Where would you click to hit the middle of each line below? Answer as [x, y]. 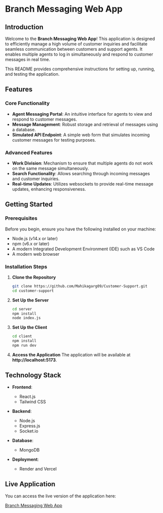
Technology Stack [33, 375]
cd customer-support [33, 291]
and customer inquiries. [36, 179]
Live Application [30, 484]
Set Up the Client [29, 328]
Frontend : [22, 387]
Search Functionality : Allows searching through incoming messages [81, 173]
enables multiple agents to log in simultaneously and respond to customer [79, 54]
